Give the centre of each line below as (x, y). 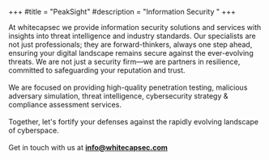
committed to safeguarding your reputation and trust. (97, 70)
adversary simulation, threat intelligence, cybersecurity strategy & (118, 96)
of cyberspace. (34, 130)
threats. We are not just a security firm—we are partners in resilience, (124, 61)
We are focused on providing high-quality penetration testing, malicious (128, 87)
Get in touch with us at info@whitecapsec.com (88, 147)
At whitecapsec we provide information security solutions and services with (135, 27)
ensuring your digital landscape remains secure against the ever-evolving (131, 53)
